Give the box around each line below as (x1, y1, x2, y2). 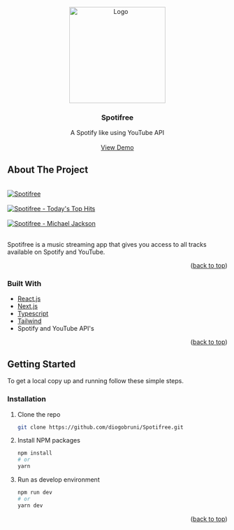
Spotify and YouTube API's (17, 324, 94, 333)
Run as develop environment (17, 475, 100, 484)
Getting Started (7, 358, 76, 370)
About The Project (7, 164, 89, 176)
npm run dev (17, 489, 52, 496)
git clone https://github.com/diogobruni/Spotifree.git (17, 424, 184, 431)
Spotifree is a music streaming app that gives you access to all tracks (7, 241, 207, 249)
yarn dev (17, 502, 43, 509)
